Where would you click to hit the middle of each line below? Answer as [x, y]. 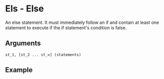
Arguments [23, 43]
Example [19, 70]
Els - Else [24, 9]
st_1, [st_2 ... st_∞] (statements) [43, 55]
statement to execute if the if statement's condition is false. [66, 27]
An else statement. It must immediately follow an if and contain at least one [82, 22]
